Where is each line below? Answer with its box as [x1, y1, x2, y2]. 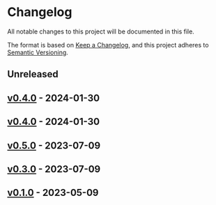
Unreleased [7, 68, 59, 80]
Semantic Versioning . [7, 48, 68, 56]
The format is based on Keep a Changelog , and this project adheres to [7, 40, 209, 49]
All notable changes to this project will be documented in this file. [7, 27, 195, 36]
